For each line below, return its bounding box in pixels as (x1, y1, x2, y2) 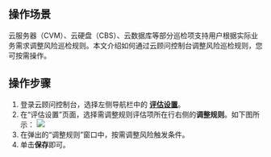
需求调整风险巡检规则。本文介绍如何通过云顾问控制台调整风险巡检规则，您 (15, 40, 263, 50)
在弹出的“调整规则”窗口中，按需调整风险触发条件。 (19, 130, 190, 139)
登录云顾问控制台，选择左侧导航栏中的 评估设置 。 (19, 99, 186, 109)
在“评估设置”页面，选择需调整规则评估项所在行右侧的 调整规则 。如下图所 (19, 109, 261, 119)
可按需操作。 (8, 51, 51, 60)
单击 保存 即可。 (19, 139, 70, 149)
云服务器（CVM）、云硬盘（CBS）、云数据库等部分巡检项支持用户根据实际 (8, 31, 252, 40)
